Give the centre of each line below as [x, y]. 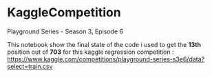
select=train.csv [30, 66]
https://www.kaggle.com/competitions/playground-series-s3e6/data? [106, 59]
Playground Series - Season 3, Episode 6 [65, 31]
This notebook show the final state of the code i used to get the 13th [104, 44]
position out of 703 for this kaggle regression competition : [91, 52]
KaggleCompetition [64, 13]
